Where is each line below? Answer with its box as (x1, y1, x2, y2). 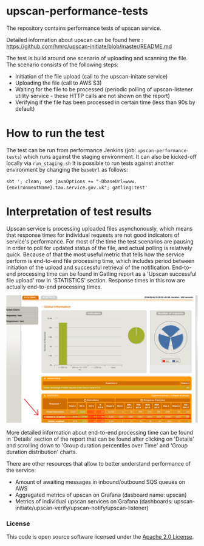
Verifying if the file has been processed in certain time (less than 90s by (15, 99, 195, 106)
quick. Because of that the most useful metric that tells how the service (6, 251, 185, 258)
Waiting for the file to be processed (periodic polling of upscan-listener (15, 85, 193, 93)
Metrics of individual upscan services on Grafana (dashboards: (15, 497, 173, 505)
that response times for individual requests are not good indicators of (6, 231, 180, 239)
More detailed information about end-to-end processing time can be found (6, 429, 193, 436)
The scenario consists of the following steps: (6, 61, 119, 68)
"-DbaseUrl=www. (96, 178, 137, 184)
